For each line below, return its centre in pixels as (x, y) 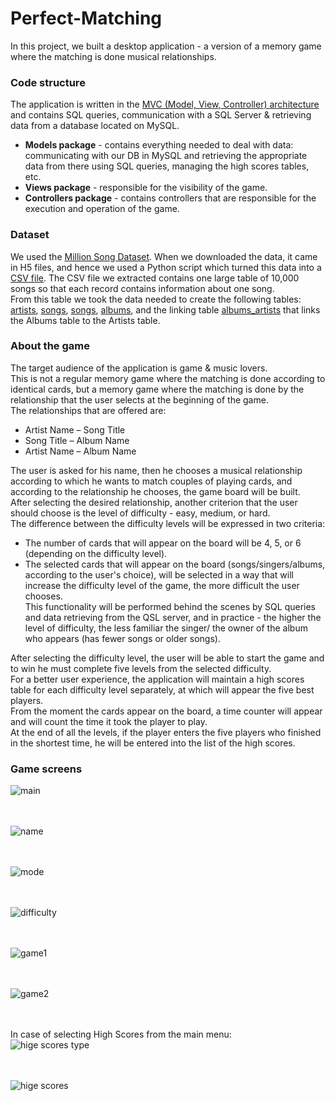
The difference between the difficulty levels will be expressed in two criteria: (168, 523)
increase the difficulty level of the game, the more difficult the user (162, 585)
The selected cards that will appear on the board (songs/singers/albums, (175, 564)
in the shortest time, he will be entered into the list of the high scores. (153, 743)
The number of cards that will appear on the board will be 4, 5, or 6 (163, 543)
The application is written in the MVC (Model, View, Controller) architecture (165, 104)
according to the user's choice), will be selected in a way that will (159, 574)
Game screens (46, 769)
